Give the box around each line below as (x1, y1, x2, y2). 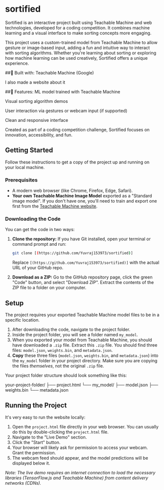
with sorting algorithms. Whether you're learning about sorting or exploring (5, 50, 157, 56)
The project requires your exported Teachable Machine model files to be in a (5, 312, 160, 318)
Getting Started (5, 146, 53, 155)
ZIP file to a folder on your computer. (12, 285, 87, 291)
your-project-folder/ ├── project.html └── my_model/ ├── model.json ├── (5, 382, 158, 388)
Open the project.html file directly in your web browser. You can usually (12, 423, 159, 429)
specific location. (5, 317, 40, 323)
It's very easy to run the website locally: (5, 414, 86, 420)
